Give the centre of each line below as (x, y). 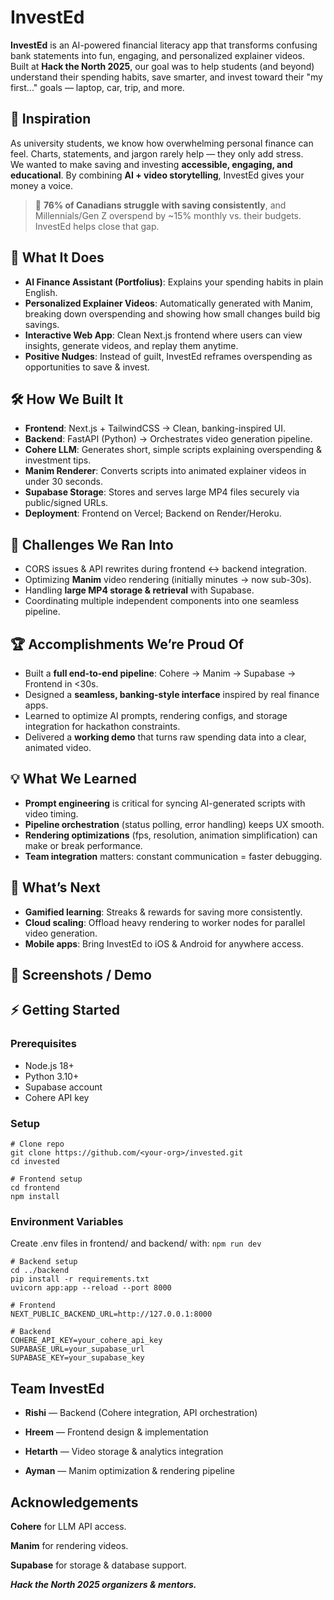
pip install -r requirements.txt (80, 1279)
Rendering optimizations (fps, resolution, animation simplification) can (171, 835)
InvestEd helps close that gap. (97, 226)
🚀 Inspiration (51, 119)
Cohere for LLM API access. (68, 1526)
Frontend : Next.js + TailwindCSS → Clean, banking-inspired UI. (155, 428)
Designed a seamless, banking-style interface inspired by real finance (172, 694)
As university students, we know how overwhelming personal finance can (162, 143)
